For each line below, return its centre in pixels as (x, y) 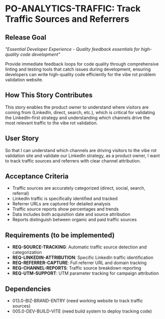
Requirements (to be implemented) (60, 235)
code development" (40, 54)
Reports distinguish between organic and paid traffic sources (74, 220)
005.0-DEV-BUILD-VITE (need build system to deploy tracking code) (82, 311)
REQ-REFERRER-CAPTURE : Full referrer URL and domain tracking (79, 263)
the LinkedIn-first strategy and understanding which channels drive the (78, 118)
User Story (22, 139)
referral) (21, 194)
